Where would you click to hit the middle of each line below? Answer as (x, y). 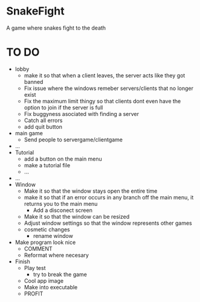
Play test (35, 268)
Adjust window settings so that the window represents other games (108, 223)
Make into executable (51, 287)
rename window (53, 236)
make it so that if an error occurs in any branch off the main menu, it (109, 197)
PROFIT (34, 294)
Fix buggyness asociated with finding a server (81, 114)
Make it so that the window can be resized (77, 216)
